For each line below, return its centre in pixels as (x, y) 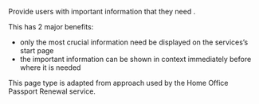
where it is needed (50, 67)
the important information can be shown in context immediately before (135, 59)
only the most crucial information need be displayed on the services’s (134, 42)
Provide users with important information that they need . (102, 12)
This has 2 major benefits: (51, 27)
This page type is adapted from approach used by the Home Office (118, 83)
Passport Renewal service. (52, 91)
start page (37, 50)
